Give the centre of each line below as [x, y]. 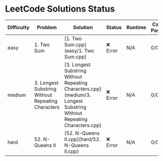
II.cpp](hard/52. [82, 139]
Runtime [136, 27]
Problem [47, 27]
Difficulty [19, 27]
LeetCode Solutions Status [60, 9]
